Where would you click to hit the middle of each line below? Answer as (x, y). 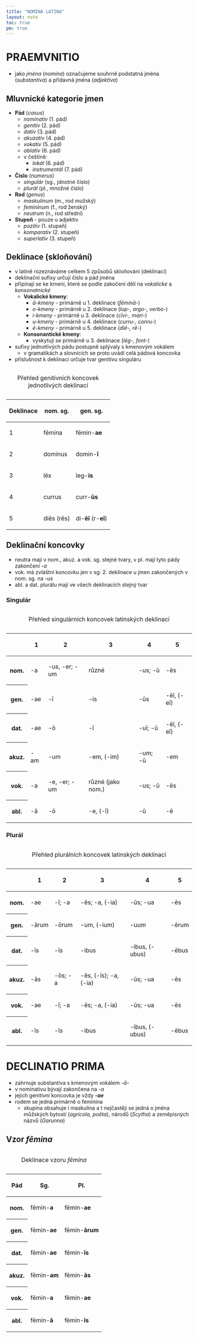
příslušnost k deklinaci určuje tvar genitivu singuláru (78, 359)
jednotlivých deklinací (58, 385)
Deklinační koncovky (45, 545)
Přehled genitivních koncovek (58, 378)
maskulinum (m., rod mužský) (60, 201)
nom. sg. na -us (34, 578)
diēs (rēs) (57, 518)
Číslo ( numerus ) (34, 176)
